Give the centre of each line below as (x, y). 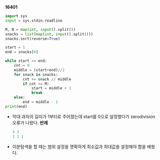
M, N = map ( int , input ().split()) (40, 29)
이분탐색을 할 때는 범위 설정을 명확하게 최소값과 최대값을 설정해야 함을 (79, 146)
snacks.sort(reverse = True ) (33, 39)
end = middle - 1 (40, 102)
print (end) (16, 107)
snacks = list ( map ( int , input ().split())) (49, 34)
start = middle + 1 (51, 88)
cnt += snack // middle (47, 79)
